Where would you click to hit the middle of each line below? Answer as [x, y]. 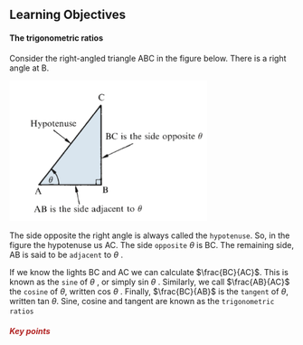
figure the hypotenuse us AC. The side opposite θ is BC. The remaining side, [152, 244]
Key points [30, 331]
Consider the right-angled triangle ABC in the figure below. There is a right [148, 58]
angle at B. [29, 68]
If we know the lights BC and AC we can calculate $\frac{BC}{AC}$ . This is [149, 272]
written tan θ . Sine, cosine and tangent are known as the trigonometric [142, 301]
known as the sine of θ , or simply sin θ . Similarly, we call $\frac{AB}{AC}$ [150, 282]
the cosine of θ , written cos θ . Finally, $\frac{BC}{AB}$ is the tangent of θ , [149, 291]
